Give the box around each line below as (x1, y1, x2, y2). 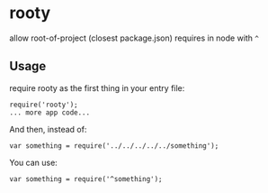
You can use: (9, 157, 58, 168)
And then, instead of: (9, 124, 87, 134)
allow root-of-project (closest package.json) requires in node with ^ (9, 32, 259, 43)
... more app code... (9, 107, 91, 117)
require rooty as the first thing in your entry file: (9, 82, 185, 93)
